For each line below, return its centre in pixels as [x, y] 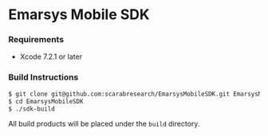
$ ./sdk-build [32, 109]
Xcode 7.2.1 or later [51, 56]
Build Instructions [43, 77]
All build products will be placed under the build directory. [104, 124]
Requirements [36, 40]
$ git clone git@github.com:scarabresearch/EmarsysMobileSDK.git [119, 94]
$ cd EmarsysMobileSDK [46, 101]
